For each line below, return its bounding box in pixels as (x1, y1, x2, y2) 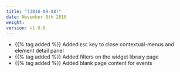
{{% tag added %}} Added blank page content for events (14, 60, 152, 67)
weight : (6, 19, 25, 25)
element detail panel (14, 47, 64, 54)
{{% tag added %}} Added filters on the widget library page (14, 53, 159, 60)
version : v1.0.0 (6, 25, 46, 31)
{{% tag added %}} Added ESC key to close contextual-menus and (14, 41, 175, 48)
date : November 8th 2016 (6, 14, 67, 20)
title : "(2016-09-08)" (6, 8, 62, 15)
